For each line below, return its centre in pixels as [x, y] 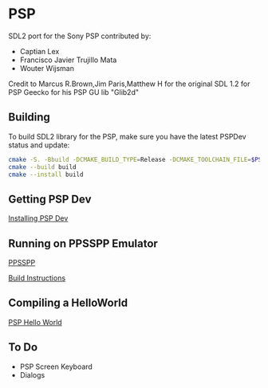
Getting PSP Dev [50, 199]
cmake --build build [43, 167]
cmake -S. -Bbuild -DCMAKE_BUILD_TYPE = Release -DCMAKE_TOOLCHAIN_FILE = [130, 159]
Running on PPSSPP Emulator [83, 243]
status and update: [39, 145]
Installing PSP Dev [38, 218]
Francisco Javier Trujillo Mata [68, 60]
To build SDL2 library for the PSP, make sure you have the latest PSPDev [127, 136]
